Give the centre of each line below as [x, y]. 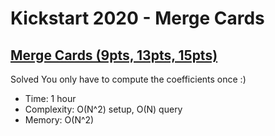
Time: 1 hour [50, 98]
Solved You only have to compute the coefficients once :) [128, 79]
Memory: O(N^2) [59, 120]
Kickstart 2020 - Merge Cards [137, 18]
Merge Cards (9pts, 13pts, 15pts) [114, 55]
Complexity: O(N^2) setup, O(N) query [103, 109]
